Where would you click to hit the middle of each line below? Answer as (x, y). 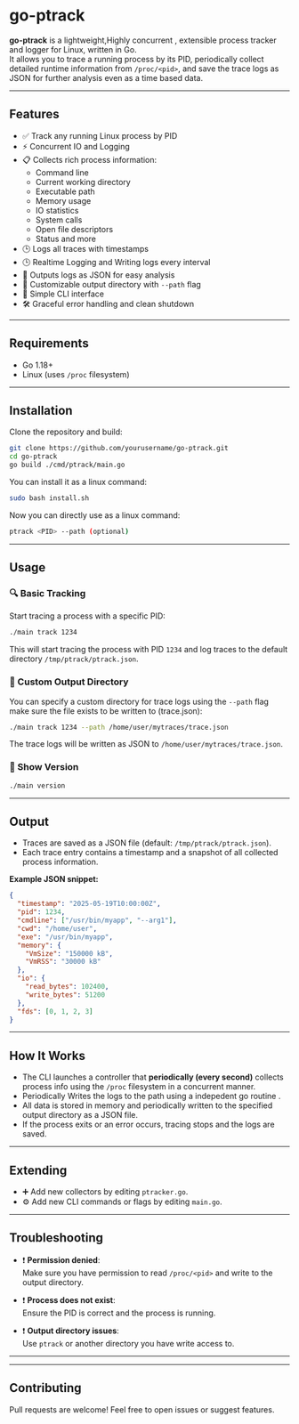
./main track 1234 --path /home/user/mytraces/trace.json (119, 727)
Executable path (65, 191)
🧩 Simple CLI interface (63, 294)
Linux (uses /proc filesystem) (76, 374)
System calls (59, 220)
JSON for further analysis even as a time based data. (106, 77)
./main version (37, 785)
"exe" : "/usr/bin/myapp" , (65, 937)
